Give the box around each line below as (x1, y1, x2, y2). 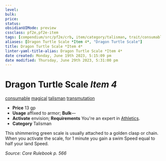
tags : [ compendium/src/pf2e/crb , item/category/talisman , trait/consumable (5, 35, 165, 40)
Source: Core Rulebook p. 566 (5, 150, 67, 156)
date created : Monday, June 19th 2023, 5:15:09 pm (5, 53, 112, 58)
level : (5, 7, 19, 12)
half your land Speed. (5, 141, 49, 147)
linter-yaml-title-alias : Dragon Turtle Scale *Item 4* (5, 48, 123, 53)
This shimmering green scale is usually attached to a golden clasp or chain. (5, 130, 159, 136)
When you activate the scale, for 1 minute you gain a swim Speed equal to (5, 135, 156, 141)
